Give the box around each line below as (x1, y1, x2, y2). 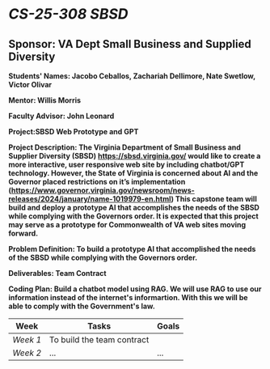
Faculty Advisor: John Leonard (8, 111, 115, 121)
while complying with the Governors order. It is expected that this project (8, 211, 259, 221)
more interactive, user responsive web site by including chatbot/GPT (8, 159, 245, 169)
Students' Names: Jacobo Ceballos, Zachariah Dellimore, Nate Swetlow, (8, 71, 256, 81)
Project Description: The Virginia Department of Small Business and (8, 142, 241, 152)
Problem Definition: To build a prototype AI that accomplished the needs (8, 244, 256, 253)
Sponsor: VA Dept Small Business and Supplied (8, 37, 252, 51)
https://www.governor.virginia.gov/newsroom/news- (11, 185, 196, 195)
